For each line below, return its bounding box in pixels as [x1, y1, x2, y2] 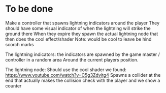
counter [5, 82, 22, 89]
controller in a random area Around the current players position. [5, 56, 139, 63]
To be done [5, 3, 53, 15]
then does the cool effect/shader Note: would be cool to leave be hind [5, 36, 152, 42]
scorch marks [5, 41, 34, 47]
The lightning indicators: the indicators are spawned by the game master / [5, 51, 160, 57]
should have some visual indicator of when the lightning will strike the [5, 25, 151, 31]
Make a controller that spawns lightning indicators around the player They [5, 20, 160, 26]
